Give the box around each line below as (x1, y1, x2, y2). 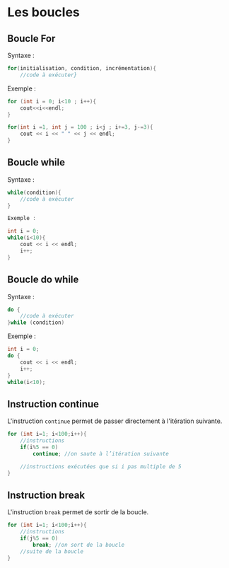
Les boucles (7, 4, 80, 21)
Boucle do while (7, 274, 79, 286)
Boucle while (7, 156, 66, 168)
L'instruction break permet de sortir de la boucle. (7, 508, 149, 516)
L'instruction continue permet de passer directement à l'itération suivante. (7, 417, 223, 425)
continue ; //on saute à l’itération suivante (33, 450, 170, 457)
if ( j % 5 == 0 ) (20, 535, 59, 542)
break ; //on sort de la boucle (33, 541, 125, 548)
